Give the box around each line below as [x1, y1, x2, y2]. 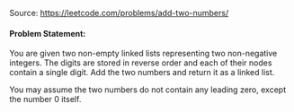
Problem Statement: [9, 28, 86, 39]
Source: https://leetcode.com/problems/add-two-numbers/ [9, 8, 229, 18]
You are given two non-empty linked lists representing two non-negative [9, 48, 278, 59]
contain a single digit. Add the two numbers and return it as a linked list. [9, 67, 275, 78]
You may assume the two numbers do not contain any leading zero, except [9, 84, 286, 95]
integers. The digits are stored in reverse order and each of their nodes [9, 57, 272, 68]
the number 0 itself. [9, 94, 82, 105]
